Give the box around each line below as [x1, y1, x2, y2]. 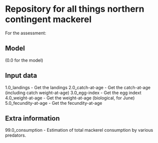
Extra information [5, 114, 60, 122]
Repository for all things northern [5, 3, 144, 15]
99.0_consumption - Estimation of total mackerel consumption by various [5, 127, 154, 133]
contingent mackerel [5, 14, 92, 25]
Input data [5, 71, 37, 80]
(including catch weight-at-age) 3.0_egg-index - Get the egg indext [5, 90, 142, 95]
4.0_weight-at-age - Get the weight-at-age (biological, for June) [5, 95, 135, 101]
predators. [5, 132, 26, 138]
